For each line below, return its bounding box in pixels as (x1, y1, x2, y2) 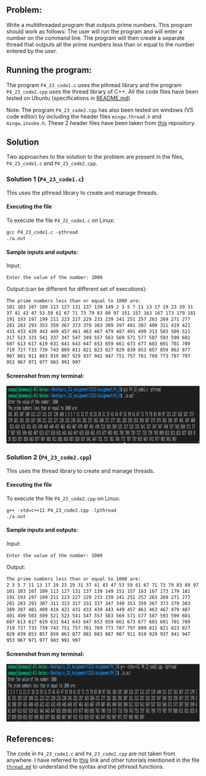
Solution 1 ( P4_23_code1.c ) (6, 175, 84, 183)
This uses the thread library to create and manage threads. (6, 467, 155, 474)
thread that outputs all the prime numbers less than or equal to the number (6, 40, 195, 48)
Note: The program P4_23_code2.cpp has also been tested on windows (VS (6, 106, 194, 113)
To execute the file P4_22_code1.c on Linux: (6, 216, 115, 224)
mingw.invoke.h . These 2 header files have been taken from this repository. (6, 119, 196, 126)
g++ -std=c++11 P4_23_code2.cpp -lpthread (6, 507, 116, 514)
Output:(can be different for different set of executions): (6, 285, 147, 293)
